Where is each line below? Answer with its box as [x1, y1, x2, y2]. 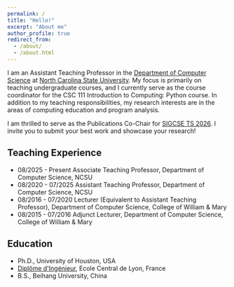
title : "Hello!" [7, 17, 55, 24]
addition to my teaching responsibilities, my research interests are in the [7, 98, 215, 106]
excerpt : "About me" [7, 23, 68, 30]
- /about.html [13, 50, 55, 57]
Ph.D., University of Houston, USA [17, 256, 116, 265]
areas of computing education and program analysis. [7, 106, 160, 114]
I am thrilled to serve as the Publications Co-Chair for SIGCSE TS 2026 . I [7, 119, 216, 127]
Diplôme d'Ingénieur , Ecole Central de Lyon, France [17, 264, 166, 272]
